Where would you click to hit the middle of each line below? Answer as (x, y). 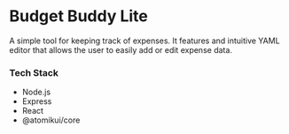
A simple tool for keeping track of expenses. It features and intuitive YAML (145, 41)
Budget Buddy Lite (78, 16)
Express (37, 101)
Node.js (36, 92)
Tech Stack (34, 72)
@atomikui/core (51, 120)
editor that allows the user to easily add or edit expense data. (121, 49)
